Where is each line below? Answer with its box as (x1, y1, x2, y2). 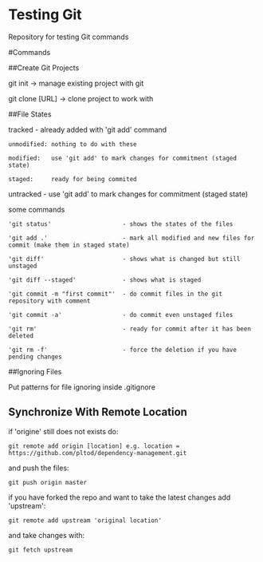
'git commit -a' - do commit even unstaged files (8, 311, 234, 319)
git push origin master (8, 478, 88, 486)
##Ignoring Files (8, 366, 62, 376)
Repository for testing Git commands (8, 32, 129, 42)
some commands (8, 204, 65, 214)
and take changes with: (8, 530, 85, 540)
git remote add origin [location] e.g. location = (8, 441, 180, 450)
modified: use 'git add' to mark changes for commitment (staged (8, 154, 237, 162)
